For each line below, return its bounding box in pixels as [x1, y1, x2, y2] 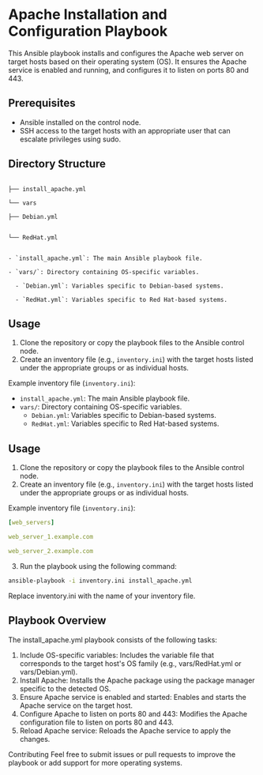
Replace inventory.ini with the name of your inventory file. [8, 591, 196, 600]
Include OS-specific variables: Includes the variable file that [19, 650, 215, 660]
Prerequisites [8, 96, 76, 110]
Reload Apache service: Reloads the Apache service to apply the [19, 725, 231, 735]
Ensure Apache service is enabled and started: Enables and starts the [19, 692, 246, 702]
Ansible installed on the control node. [19, 117, 141, 127]
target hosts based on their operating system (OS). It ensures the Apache [8, 57, 247, 66]
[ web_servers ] [8, 519, 55, 527]
